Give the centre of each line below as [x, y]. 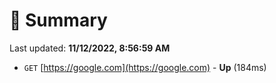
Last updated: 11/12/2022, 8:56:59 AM [90, 48]
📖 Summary [58, 20]
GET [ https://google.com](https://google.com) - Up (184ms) [145, 67]
